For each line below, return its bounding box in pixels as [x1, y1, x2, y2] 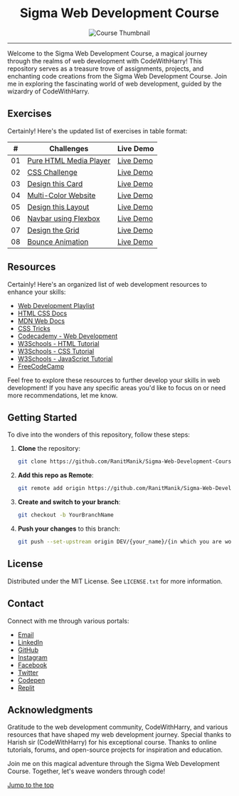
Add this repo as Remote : [17, 471, 94, 479]
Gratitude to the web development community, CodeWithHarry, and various [7, 723, 228, 732]
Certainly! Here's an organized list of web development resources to [7, 280, 208, 288]
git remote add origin [17, 485, 85, 492]
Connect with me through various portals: [7, 616, 129, 625]
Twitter [17, 668, 39, 677]
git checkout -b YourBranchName [17, 511, 114, 519]
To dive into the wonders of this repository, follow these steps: [7, 430, 191, 439]
